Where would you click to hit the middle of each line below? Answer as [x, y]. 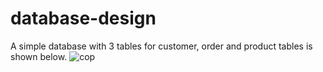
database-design [83, 18]
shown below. [39, 56]
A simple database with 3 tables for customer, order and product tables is [161, 46]
